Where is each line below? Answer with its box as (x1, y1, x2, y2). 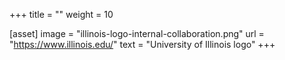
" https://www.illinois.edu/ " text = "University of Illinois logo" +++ (9, 39, 276, 50)
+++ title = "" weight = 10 (9, 9, 114, 20)
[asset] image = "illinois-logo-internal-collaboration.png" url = (9, 28, 265, 39)
